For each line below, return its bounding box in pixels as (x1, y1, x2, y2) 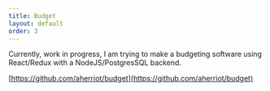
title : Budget (8, 11, 57, 20)
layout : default (8, 19, 63, 28)
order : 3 (8, 27, 38, 35)
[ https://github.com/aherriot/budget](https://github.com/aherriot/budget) (8, 74, 254, 84)
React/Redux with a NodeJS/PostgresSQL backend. (8, 58, 181, 67)
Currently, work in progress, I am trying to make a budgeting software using (8, 50, 263, 59)
